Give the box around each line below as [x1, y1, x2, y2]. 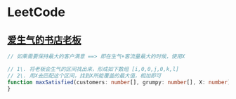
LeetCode [7, 4, 65, 20]
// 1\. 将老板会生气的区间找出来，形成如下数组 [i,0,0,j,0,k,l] [7, 65, 179, 72]
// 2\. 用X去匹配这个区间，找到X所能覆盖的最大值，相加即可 [7, 72, 162, 79]
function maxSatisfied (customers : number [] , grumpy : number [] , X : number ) [7, 79, 231, 86]
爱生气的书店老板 [7, 34, 81, 46]
